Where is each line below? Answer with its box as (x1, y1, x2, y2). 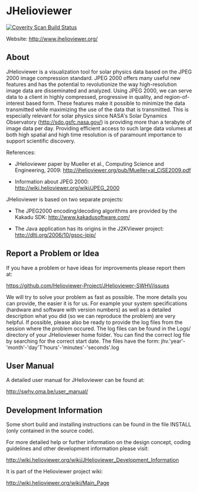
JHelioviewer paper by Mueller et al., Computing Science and (14, 160, 164, 167)
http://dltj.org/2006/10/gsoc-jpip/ (14, 231, 96, 238)
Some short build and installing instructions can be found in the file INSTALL (6, 421, 191, 428)
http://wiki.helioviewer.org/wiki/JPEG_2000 (14, 184, 120, 191)
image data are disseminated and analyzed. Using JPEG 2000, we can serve (6, 87, 192, 94)
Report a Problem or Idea (6, 249, 99, 259)
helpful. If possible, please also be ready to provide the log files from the (6, 319, 183, 326)
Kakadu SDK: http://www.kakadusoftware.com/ (14, 213, 130, 220)
